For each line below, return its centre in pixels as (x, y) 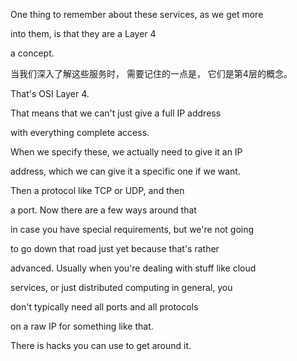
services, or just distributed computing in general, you (121, 287)
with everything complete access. (80, 132)
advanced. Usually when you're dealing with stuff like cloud (133, 268)
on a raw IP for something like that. (82, 326)
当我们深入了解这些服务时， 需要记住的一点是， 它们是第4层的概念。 (151, 73)
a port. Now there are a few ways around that (103, 210)
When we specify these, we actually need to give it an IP (126, 152)
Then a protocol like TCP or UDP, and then (97, 190)
